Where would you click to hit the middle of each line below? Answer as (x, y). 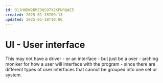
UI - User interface (45, 45)
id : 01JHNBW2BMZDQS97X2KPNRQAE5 (40, 10)
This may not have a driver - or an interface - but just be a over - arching (82, 59)
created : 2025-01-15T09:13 (34, 15)
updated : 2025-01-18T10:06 (34, 19)
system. (14, 75)
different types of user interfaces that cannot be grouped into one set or (81, 70)
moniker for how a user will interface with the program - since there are (80, 64)
